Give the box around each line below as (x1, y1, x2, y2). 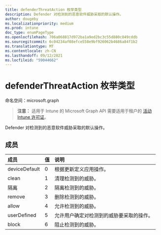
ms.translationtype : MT (5, 44, 54, 49)
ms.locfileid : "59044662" (5, 58, 58, 63)
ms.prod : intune (5, 26, 38, 31)
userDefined (7, 212, 36, 218)
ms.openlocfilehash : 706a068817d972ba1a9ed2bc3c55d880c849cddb (5, 35, 138, 40)
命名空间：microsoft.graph (5, 98, 59, 103)
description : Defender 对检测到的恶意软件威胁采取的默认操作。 (5, 12, 124, 17)
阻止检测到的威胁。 (54, 221, 99, 228)
